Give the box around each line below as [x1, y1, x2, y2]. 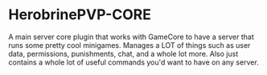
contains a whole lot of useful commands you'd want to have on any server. [8, 57, 259, 67]
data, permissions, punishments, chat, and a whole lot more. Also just [8, 49, 239, 58]
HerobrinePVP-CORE [8, 6, 151, 24]
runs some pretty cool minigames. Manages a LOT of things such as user [8, 40, 251, 49]
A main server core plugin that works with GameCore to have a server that [8, 32, 255, 41]
